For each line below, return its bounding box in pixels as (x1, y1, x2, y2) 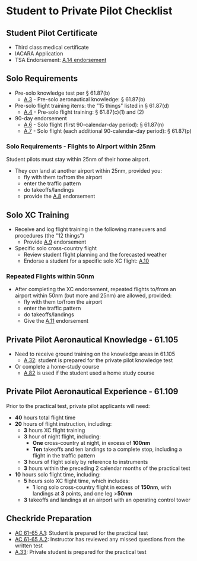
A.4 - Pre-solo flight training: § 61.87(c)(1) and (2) (23, 108, 144, 116)
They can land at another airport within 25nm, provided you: (14, 167, 162, 174)
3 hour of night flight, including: (23, 433, 101, 440)
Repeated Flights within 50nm (6, 272, 95, 280)
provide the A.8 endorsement (23, 192, 96, 200)
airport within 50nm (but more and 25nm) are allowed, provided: (14, 292, 172, 299)
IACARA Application (14, 50, 63, 57)
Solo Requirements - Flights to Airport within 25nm (6, 142, 156, 150)
